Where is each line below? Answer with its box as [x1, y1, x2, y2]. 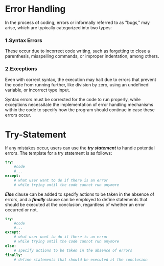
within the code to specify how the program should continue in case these [5, 106, 155, 113]
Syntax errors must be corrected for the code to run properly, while [5, 96, 141, 102]
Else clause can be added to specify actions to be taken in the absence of [5, 191, 155, 197]
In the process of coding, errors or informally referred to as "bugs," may [5, 20, 150, 25]
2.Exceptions [5, 65, 38, 72]
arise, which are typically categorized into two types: [5, 24, 112, 30]
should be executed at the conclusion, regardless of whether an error [5, 202, 145, 207]
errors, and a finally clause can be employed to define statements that [5, 196, 148, 202]
